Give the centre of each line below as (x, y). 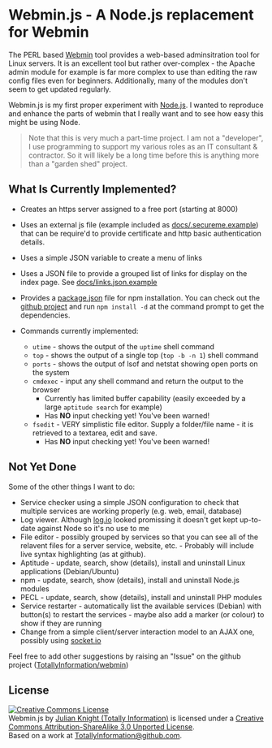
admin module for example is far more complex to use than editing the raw (133, 71)
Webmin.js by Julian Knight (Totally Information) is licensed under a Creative (136, 718)
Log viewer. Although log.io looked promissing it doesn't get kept (129, 519)
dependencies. (45, 315)
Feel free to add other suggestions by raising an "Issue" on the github (125, 656)
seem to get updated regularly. (60, 89)
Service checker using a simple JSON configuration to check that (130, 502)
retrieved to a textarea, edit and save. (95, 433)
